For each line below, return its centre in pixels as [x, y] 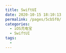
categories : [17, 24]
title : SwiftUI [21, 10]
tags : [11, 38]
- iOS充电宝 [21, 29]
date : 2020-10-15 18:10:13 [33, 15]
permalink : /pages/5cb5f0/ [33, 19]
